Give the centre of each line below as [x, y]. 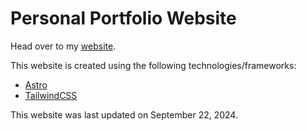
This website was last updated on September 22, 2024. [124, 114]
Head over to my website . [63, 46]
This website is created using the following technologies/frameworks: [153, 65]
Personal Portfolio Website [123, 18]
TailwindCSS [51, 95]
